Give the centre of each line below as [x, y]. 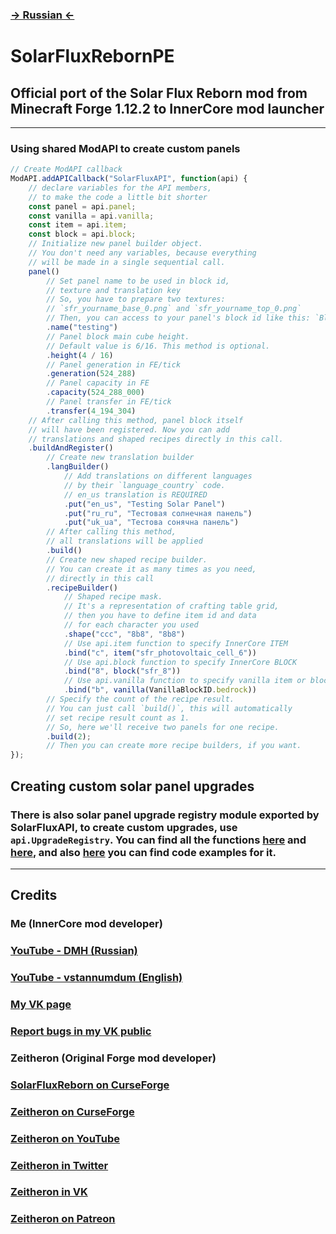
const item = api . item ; [78, 225]
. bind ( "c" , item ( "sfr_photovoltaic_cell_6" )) [160, 653]
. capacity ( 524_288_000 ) [95, 393]
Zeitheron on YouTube [65, 1138]
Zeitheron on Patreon [63, 1219]
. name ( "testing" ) [82, 328]
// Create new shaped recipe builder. [127, 559]
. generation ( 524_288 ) [91, 374]
